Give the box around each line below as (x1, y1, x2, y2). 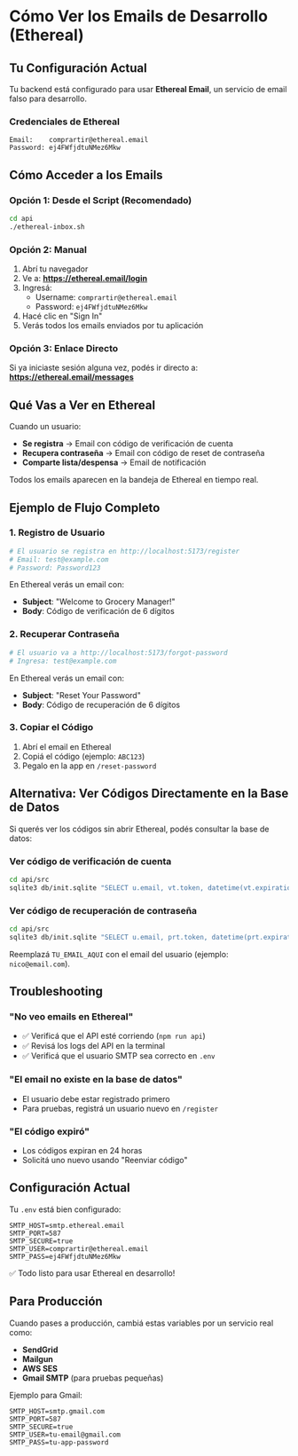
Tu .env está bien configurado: (9, 1204, 122, 1215)
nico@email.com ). (9, 958, 71, 969)
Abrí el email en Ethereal (21, 741, 112, 752)
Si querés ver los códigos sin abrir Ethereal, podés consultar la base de (9, 823, 270, 834)
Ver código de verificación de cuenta (9, 854, 172, 867)
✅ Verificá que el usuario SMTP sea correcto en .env (21, 1051, 216, 1061)
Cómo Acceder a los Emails (9, 167, 163, 183)
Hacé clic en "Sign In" (21, 311, 103, 321)
